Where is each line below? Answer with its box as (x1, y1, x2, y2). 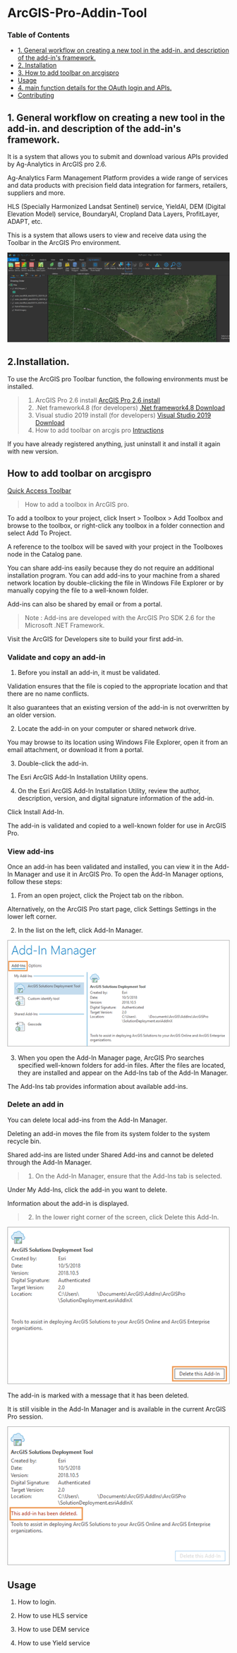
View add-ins (7, 846, 54, 856)
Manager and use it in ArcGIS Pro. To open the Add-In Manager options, (13, 870, 224, 878)
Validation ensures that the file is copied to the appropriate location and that (7, 682, 228, 690)
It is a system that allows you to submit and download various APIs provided (7, 153, 229, 161)
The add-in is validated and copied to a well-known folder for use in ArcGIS (7, 821, 226, 830)
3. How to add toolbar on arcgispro (17, 68, 120, 77)
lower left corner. (7, 912, 57, 921)
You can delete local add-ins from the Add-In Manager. (7, 1116, 168, 1124)
